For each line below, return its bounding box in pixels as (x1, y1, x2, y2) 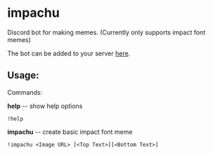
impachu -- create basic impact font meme (7, 128, 133, 136)
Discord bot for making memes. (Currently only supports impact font (7, 28, 206, 36)
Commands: (7, 88, 43, 96)
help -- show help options (7, 102, 83, 110)
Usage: (7, 69, 40, 81)
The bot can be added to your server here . (7, 49, 131, 58)
